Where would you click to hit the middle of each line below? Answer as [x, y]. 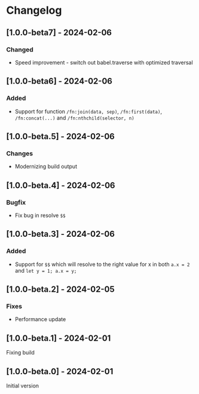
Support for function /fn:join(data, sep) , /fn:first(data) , [88, 111]
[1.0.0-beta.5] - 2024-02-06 [60, 136]
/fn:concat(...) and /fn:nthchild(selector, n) [74, 118]
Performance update [40, 319]
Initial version [23, 386]
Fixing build [20, 353]
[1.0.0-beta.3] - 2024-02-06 [61, 234]
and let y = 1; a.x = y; [46, 270]
